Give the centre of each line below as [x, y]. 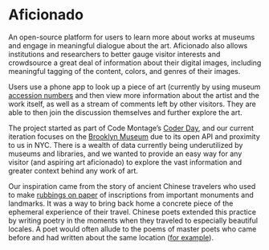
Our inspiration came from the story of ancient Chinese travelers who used [132, 186]
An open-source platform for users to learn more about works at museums [132, 37]
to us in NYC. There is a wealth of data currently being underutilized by [126, 145]
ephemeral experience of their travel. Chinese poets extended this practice [132, 211]
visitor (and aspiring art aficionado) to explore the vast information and [125, 162]
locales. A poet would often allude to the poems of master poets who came [132, 229]
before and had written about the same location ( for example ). [111, 237]
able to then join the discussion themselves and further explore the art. [125, 112]
